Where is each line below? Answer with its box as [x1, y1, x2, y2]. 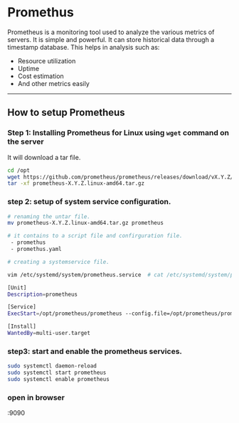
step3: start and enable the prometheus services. [7, 346, 183, 356]
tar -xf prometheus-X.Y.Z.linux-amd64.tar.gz [7, 180, 144, 187]
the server [7, 136, 44, 146]
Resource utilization [17, 56, 76, 65]
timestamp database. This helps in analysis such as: [7, 43, 160, 51]
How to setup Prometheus [7, 107, 126, 119]
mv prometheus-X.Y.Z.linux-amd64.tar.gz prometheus [7, 220, 164, 227]
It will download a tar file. [7, 153, 81, 161]
